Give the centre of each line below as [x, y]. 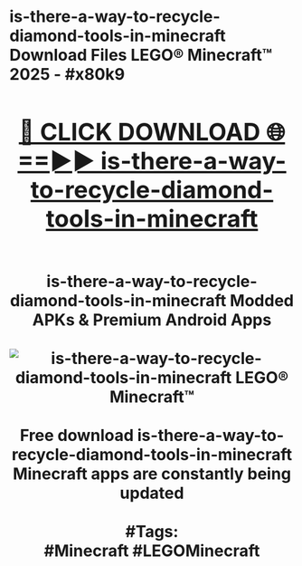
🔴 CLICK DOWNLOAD [139, 131]
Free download [76, 435]
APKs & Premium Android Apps [152, 320]
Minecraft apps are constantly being [152, 474]
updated [152, 493]
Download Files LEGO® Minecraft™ [141, 55]
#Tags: [152, 531]
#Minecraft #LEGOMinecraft [152, 551]
